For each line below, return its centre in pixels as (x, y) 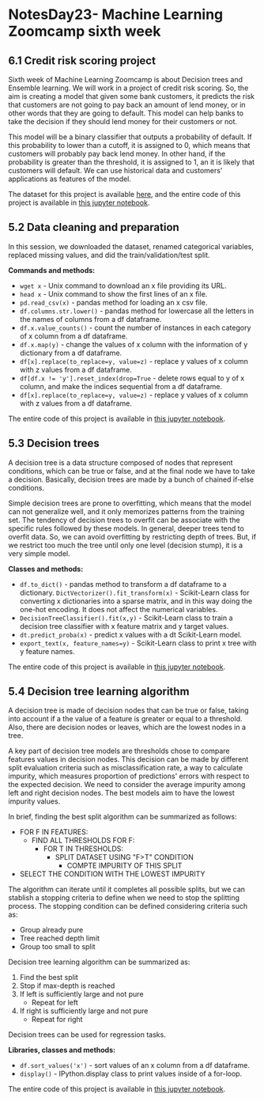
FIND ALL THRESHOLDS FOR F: (83, 841)
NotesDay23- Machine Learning (116, 15)
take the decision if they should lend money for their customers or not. (123, 121)
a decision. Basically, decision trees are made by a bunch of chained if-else (131, 479)
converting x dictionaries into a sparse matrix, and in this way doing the (136, 601)
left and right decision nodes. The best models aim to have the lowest (121, 793)
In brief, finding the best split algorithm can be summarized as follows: (123, 817)
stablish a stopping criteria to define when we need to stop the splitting (124, 898)
